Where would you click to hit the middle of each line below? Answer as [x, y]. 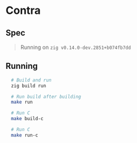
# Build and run [31, 80]
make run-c [25, 135]
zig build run [29, 86]
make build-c [27, 119]
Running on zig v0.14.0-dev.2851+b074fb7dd [76, 47]
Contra [23, 11]
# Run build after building [46, 97]
